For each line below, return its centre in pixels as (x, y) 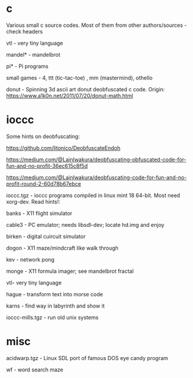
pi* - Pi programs (27, 66)
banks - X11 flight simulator (39, 213)
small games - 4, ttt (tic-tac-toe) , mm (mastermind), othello (80, 78)
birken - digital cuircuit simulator (46, 236)
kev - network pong (30, 259)
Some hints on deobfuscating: (43, 136)
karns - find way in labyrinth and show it (55, 306)
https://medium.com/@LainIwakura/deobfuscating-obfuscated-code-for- (96, 159)
